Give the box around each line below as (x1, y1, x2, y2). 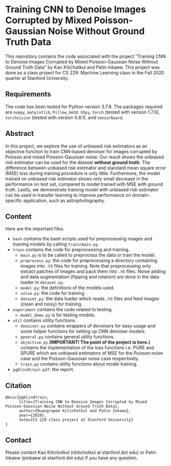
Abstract (5, 129, 34, 138)
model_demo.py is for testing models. (20, 312, 96, 318)
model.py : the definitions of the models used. (20, 285, 115, 291)
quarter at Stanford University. (5, 75, 69, 81)
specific (5, 197, 22, 204)
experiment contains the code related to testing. (12, 307, 113, 313)
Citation (5, 381, 32, 390)
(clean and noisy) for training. (20, 301, 83, 307)
